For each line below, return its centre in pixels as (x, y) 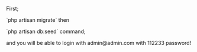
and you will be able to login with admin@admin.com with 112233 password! (99, 43)
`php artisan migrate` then (38, 20)
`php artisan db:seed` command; (46, 31)
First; (12, 9)
